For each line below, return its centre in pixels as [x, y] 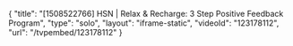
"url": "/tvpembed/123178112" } [65, 32]
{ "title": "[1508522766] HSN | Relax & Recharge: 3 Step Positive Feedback [146, 14]
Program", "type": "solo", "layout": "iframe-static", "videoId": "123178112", [144, 23]
